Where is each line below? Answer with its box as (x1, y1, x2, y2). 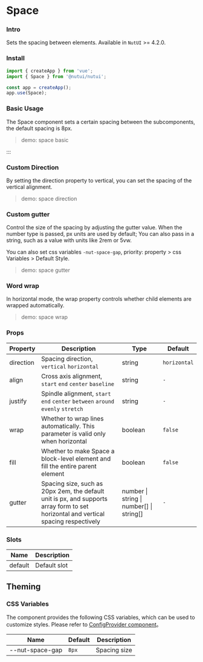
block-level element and (41, 454, 111, 463)
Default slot (35, 561, 68, 569)
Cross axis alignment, (41, 372, 103, 380)
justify (9, 397, 27, 405)
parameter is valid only (41, 429, 106, 438)
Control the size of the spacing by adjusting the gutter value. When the (6, 224, 182, 231)
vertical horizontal (41, 363, 99, 370)
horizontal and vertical (41, 510, 105, 518)
